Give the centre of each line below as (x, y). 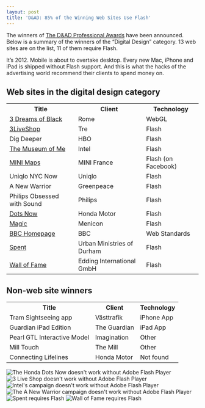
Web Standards (168, 234)
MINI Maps (25, 162)
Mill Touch (24, 348)
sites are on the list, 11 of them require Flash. (62, 48)
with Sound (26, 204)
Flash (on (160, 159)
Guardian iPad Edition (40, 327)
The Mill (106, 348)
